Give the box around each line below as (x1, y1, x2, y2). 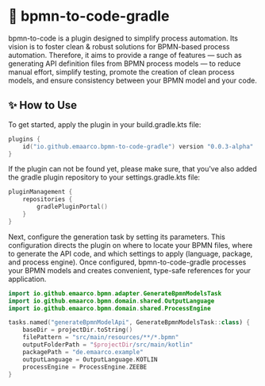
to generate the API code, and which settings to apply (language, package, (8, 249, 253, 258)
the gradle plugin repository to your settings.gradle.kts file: (8, 172, 201, 182)
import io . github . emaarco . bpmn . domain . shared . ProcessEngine (8, 304, 212, 312)
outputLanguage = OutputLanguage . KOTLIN (22, 355, 158, 364)
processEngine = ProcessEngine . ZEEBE (22, 363, 148, 371)
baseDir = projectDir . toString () (22, 326, 133, 334)
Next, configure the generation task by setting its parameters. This (8, 232, 226, 241)
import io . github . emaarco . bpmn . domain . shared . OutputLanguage (8, 297, 215, 305)
